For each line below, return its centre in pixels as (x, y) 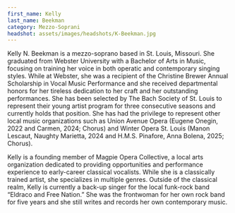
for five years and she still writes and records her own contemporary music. (117, 202)
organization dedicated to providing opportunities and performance (105, 165)
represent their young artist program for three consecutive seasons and (112, 106)
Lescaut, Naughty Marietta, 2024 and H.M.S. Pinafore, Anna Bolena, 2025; (116, 136)
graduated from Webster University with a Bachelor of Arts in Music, (107, 61)
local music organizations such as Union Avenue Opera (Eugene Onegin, (113, 121)
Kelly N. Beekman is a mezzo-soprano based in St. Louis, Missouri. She (111, 54)
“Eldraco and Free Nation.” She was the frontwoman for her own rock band (116, 195)
